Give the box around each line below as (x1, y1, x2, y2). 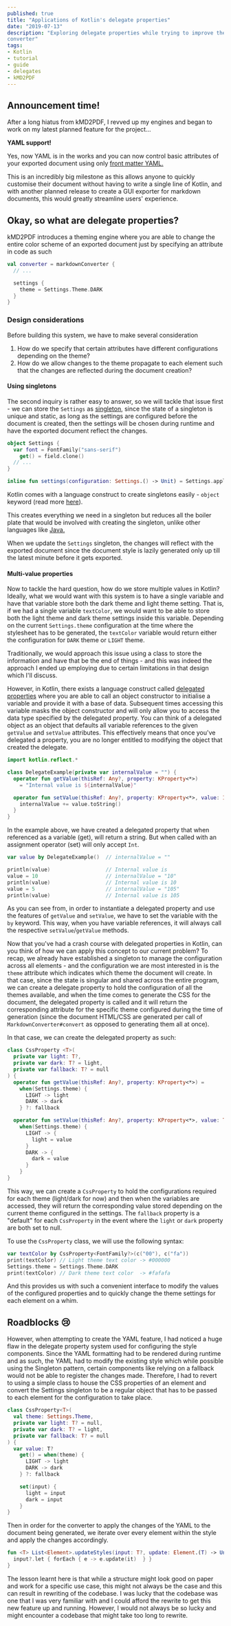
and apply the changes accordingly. (7, 1536, 109, 1544)
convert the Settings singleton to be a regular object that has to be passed (7, 1386, 218, 1395)
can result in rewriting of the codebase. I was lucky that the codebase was (7, 1589, 219, 1597)
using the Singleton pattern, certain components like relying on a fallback (7, 1364, 214, 1372)
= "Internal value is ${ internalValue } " (19, 781, 137, 789)
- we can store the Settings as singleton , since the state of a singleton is (7, 404, 213, 413)
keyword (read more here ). (7, 497, 83, 506)
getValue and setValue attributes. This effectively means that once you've (7, 728, 216, 737)
